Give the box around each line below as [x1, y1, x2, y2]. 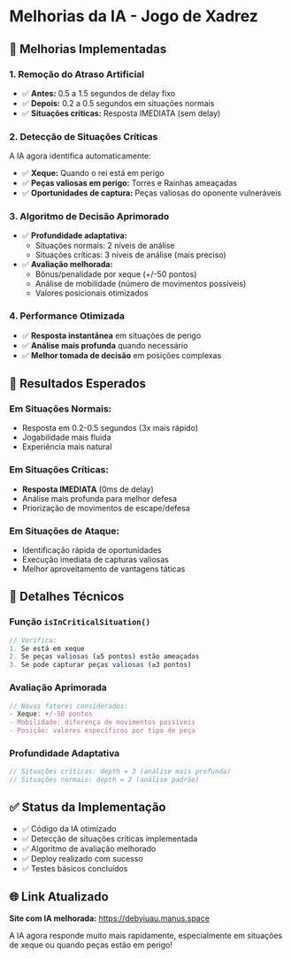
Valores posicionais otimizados [34, 288, 149, 298]
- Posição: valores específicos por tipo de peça [9, 726, 196, 735]
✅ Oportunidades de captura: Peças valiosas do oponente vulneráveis [21, 188, 282, 198]
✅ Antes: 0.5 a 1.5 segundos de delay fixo [21, 88, 176, 98]
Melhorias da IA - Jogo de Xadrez [9, 6, 259, 27]
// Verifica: [9, 635, 57, 645]
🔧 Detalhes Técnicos [9, 589, 125, 604]
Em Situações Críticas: [9, 464, 109, 476]
